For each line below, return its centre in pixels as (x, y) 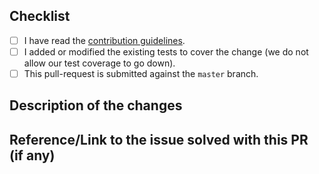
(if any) (32, 155)
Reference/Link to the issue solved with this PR (159, 139)
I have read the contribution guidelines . (104, 40)
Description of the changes (96, 105)
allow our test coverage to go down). (99, 63)
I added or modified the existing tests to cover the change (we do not (166, 51)
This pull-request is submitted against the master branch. (141, 73)
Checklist (40, 16)
